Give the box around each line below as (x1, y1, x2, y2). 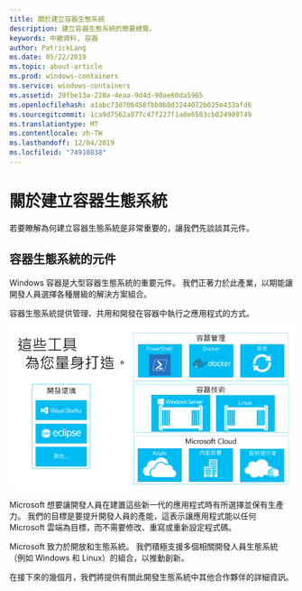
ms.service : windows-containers (9, 81, 131, 90)
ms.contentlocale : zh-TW (9, 129, 103, 138)
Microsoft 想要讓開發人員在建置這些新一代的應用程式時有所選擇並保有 (9, 500, 269, 511)
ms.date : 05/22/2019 (9, 52, 87, 62)
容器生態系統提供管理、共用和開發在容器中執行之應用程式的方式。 (9, 307, 254, 318)
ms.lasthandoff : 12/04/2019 (9, 138, 115, 148)
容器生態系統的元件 (9, 251, 116, 267)
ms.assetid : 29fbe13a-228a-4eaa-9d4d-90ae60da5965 (9, 90, 204, 99)
